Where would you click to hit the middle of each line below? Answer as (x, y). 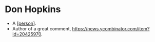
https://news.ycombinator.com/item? (111, 28)
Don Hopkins (33, 9)
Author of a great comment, (42, 28)
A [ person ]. (24, 23)
